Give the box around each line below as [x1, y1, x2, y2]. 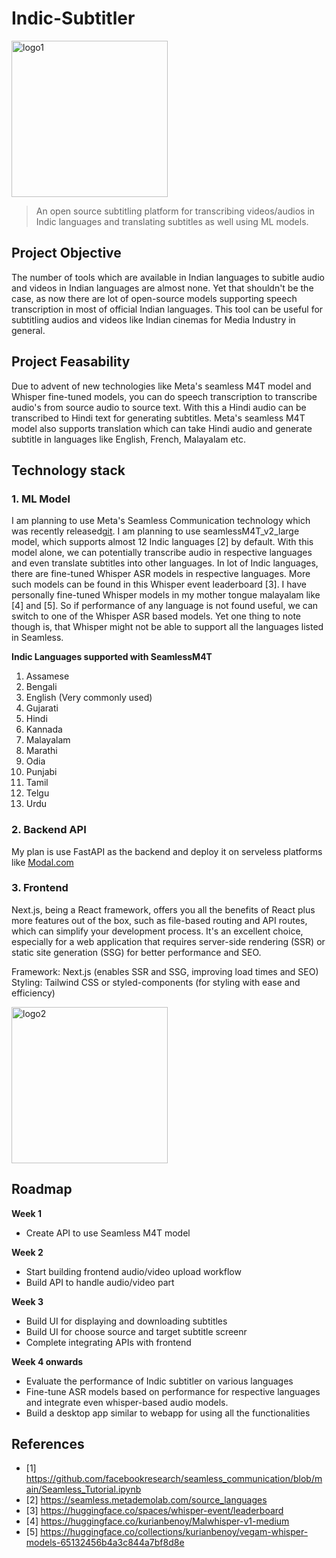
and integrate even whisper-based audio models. [25, 1396, 229, 1408]
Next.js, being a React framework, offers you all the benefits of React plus [11, 903, 316, 916]
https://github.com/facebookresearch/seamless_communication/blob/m [25, 1473, 323, 1485]
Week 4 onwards [11, 1355, 84, 1367]
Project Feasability [11, 353, 131, 371]
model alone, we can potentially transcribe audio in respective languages [11, 547, 313, 559]
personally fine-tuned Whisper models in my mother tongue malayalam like [11, 589, 321, 601]
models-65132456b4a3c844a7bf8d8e [25, 1537, 185, 1549]
